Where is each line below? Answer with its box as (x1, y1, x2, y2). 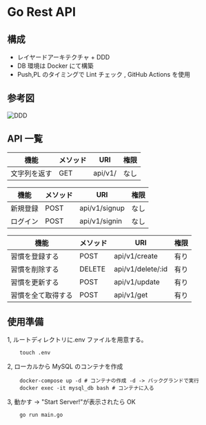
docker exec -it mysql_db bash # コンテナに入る (19, 385, 154, 392)
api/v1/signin (79, 216, 123, 225)
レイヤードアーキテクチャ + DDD (17, 53, 110, 61)
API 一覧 (7, 133, 43, 145)
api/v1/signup (79, 203, 125, 213)
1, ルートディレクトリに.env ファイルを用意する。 (7, 336, 147, 344)
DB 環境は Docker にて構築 (17, 62, 94, 70)
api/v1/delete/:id (114, 264, 168, 274)
